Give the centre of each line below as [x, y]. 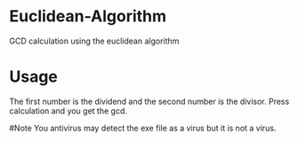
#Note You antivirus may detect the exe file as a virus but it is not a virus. [143, 128]
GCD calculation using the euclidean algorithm [94, 41]
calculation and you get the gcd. [68, 110]
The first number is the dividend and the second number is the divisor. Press [149, 101]
